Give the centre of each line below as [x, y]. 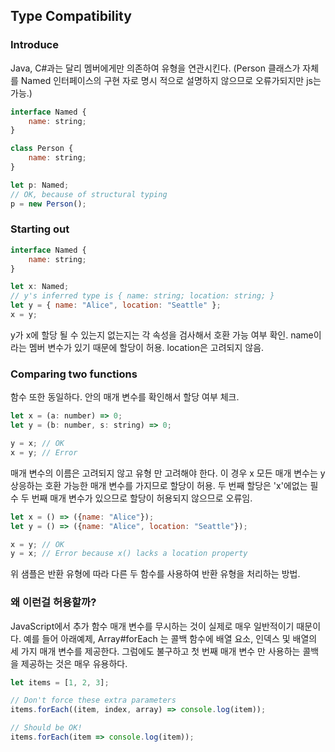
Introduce [34, 45]
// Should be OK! [46, 728]
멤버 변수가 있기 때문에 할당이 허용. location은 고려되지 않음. [146, 347]
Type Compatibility [71, 16]
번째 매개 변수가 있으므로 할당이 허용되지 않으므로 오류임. [142, 498]
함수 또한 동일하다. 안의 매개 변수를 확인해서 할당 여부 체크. [125, 397]
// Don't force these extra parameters [93, 700]
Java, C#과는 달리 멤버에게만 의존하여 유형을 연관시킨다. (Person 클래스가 [155, 68]
